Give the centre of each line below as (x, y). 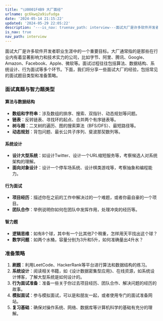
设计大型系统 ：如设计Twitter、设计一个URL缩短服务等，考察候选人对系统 (85, 156)
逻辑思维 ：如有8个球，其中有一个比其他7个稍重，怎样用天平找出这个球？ (85, 233)
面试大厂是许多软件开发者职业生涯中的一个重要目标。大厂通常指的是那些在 (79, 51)
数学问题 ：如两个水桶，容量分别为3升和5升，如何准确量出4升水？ (78, 239)
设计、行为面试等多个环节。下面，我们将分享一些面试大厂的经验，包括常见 (83, 69)
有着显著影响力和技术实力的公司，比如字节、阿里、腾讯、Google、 (80, 57)
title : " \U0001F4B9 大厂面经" (34, 9)
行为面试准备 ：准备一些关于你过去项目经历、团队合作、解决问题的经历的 (84, 283)
